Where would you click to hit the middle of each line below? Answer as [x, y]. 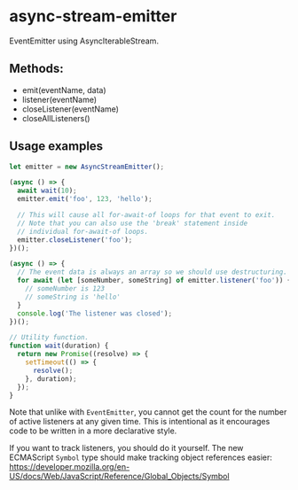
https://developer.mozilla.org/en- [70, 467]
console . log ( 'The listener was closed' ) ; [95, 313]
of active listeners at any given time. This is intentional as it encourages [140, 422]
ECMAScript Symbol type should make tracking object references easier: [141, 457]
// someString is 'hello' [73, 297]
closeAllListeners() [56, 118]
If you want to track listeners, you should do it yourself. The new [126, 448]
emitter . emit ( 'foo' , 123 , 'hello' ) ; [85, 199]
